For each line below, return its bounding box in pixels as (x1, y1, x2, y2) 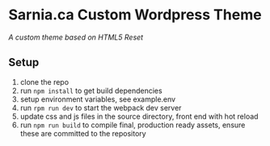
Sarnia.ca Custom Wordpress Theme (8, 6, 262, 24)
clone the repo (19, 77, 70, 86)
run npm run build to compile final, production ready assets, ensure (19, 119, 246, 130)
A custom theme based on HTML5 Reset (8, 32, 144, 42)
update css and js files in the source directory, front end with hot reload (19, 111, 259, 121)
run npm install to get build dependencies (19, 86, 163, 95)
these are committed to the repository (19, 128, 147, 138)
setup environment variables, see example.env (19, 94, 176, 104)
